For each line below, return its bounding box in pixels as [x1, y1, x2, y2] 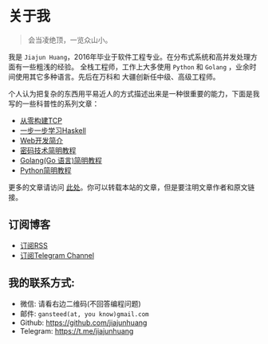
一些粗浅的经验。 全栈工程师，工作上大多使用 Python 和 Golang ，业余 [22, 61, 250, 72]
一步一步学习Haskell [19, 125, 86, 135]
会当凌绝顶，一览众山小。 [27, 35, 112, 45]
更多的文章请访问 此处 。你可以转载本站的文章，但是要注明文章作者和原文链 [8, 182, 255, 192]
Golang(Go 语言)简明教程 [19, 155, 102, 165]
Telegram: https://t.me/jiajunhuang [19, 326, 134, 335]
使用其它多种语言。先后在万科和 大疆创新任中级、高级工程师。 [14, 72, 220, 81]
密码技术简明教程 [19, 145, 77, 155]
